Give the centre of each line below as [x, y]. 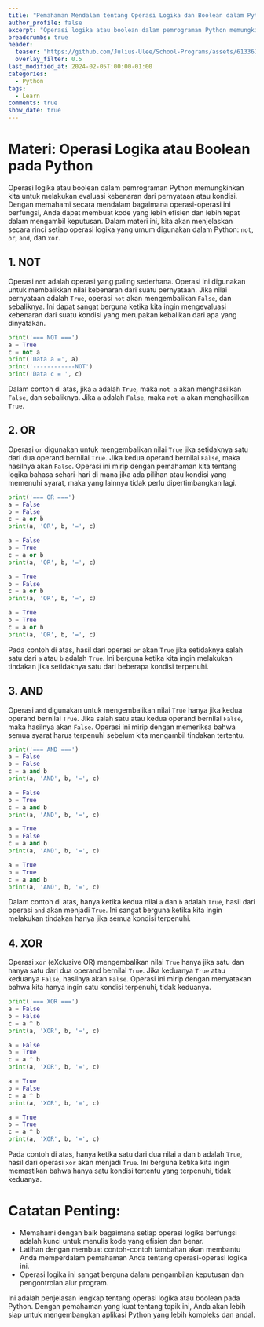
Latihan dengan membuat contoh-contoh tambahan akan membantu [130, 1249]
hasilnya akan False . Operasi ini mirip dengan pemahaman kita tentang [123, 466]
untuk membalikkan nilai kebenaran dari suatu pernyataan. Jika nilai [118, 290]
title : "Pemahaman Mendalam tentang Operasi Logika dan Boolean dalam [126, 15]
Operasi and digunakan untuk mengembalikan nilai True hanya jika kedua [125, 710]
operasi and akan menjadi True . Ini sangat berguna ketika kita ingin [115, 910]
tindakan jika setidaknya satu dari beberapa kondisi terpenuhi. [109, 666]
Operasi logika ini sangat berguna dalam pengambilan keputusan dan [131, 1274]
